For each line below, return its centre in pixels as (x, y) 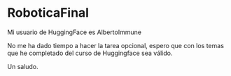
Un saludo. (23, 66)
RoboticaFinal (48, 13)
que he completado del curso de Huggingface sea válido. (90, 53)
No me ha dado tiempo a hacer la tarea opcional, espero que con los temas (115, 45)
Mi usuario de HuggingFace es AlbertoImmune (75, 32)
